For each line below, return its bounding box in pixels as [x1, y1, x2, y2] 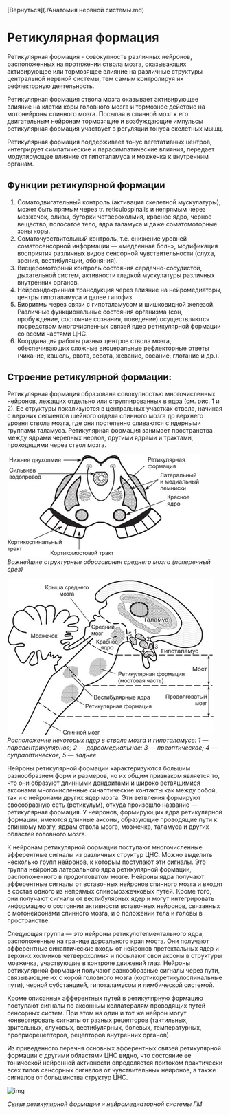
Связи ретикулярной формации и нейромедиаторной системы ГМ [7, 1100, 203, 1108]
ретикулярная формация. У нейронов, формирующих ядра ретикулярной [7, 808, 223, 816]
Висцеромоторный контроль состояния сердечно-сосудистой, [16, 263, 203, 272]
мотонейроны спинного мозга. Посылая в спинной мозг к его [7, 109, 189, 118]
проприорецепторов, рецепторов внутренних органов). [7, 1030, 171, 1039]
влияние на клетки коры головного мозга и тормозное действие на [7, 102, 206, 111]
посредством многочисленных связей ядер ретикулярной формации [16, 322, 221, 330]
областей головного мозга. [7, 830, 87, 838]
